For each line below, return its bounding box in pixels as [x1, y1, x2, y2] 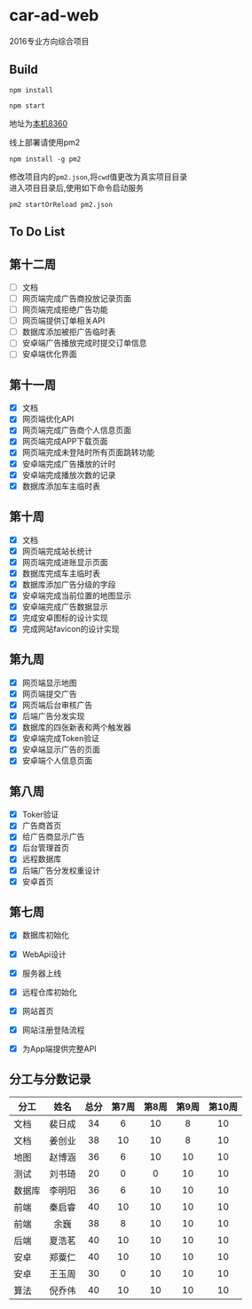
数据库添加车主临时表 [21, 481, 100, 491]
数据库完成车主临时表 [21, 568, 100, 579]
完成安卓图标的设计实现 [21, 612, 108, 623]
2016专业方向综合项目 [9, 36, 90, 46]
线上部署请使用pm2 [9, 137, 81, 148]
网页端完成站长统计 [21, 546, 93, 556]
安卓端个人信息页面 [21, 755, 93, 766]
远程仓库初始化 [21, 986, 77, 997]
